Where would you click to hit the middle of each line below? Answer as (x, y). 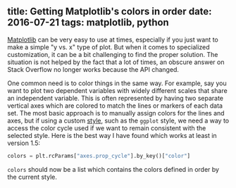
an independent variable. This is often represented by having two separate (116, 98)
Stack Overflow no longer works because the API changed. (93, 69)
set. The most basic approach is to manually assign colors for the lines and (116, 113)
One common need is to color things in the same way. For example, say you (117, 83)
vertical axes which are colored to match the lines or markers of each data (115, 106)
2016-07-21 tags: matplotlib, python (88, 23)
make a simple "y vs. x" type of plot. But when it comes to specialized (108, 47)
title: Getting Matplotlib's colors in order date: (110, 12)
